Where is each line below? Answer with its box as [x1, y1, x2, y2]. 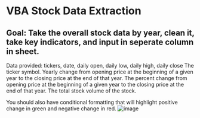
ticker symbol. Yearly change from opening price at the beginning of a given [6, 68, 193, 75]
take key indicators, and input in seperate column [6, 37, 194, 47]
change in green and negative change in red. [6, 105, 116, 112]
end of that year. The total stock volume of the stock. [6, 87, 137, 94]
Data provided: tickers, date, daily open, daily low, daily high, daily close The [6, 62, 194, 69]
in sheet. [6, 46, 40, 56]
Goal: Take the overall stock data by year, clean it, [6, 28, 195, 38]
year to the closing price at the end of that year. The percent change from [6, 75, 187, 81]
